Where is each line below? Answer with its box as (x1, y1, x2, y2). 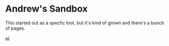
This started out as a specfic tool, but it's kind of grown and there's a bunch (5, 20, 164, 26)
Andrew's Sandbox (5, 3, 88, 15)
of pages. (5, 25, 25, 31)
